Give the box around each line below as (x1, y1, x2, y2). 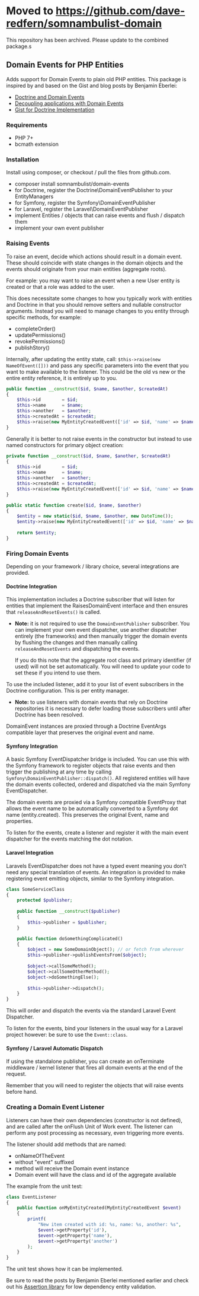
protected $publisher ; (17, 897, 73, 903)
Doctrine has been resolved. (14, 711, 84, 718)
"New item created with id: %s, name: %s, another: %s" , (37, 1222, 182, 1228)
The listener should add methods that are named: (6, 1141, 126, 1148)
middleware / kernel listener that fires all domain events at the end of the (6, 1064, 183, 1071)
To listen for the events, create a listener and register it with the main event (6, 829, 189, 836)
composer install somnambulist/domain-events (14, 180, 130, 187)
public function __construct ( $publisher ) (17, 909, 120, 915)
